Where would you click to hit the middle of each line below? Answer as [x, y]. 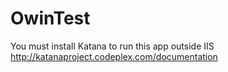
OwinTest [50, 18]
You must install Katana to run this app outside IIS [112, 46]
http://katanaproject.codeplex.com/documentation [114, 56]
